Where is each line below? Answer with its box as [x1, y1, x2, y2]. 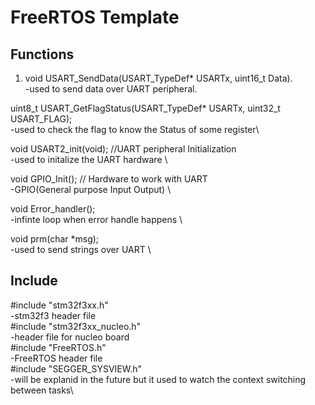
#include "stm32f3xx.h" [10, 299, 109, 311]
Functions [10, 46, 75, 63]
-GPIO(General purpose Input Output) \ [10, 184, 172, 195]
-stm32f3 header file [10, 309, 97, 321]
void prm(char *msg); [10, 233, 100, 245]
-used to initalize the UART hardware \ [10, 154, 168, 165]
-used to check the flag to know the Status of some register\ [10, 124, 260, 135]
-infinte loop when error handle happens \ [10, 214, 183, 225]
